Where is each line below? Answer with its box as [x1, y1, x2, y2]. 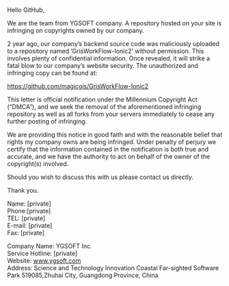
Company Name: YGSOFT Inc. [7, 242, 92, 250]
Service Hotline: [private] [7, 250, 78, 257]
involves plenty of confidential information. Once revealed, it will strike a [7, 54, 211, 62]
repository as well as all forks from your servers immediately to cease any [7, 110, 215, 118]
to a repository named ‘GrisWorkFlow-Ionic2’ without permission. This [7, 47, 204, 55]
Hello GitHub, [7, 6, 45, 14]
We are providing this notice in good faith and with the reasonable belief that [7, 130, 223, 139]
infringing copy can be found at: [7, 69, 98, 77]
